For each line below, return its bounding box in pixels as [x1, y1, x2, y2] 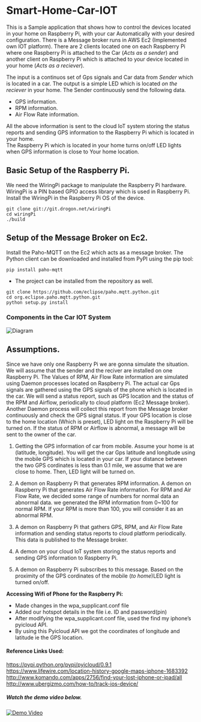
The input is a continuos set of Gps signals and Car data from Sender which [6, 73, 194, 81]
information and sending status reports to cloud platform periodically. [14, 529, 187, 537]
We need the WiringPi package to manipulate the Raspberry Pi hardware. [6, 181, 187, 188]
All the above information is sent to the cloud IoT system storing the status [6, 122, 190, 129]
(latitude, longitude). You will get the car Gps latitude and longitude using [14, 449, 196, 456]
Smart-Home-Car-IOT [6, 4, 118, 17]
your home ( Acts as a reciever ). [6, 61, 85, 69]
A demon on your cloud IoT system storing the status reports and [14, 548, 176, 555]
